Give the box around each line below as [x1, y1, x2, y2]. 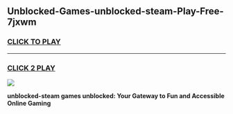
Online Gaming [7, 99, 51, 107]
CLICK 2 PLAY [7, 63, 55, 73]
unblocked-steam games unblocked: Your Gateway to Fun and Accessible [7, 91, 225, 99]
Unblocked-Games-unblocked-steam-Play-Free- [7, 6, 224, 17]
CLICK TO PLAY [7, 37, 61, 47]
